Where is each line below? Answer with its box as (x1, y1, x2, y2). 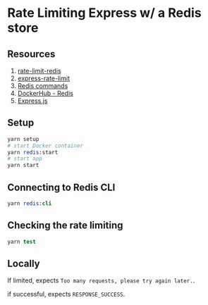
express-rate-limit (17, 74, 71, 82)
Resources (7, 48, 56, 60)
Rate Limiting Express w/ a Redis (7, 5, 202, 21)
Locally (7, 257, 40, 269)
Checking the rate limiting (7, 220, 123, 232)
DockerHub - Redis (17, 89, 74, 97)
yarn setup (7, 135, 39, 142)
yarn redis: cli (7, 200, 52, 207)
